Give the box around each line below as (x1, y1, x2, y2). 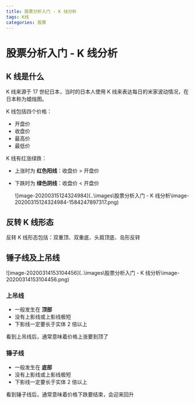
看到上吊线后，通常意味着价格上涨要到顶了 (6, 333, 109, 340)
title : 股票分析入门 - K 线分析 (6, 8, 77, 15)
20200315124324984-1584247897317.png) (14, 199, 119, 206)
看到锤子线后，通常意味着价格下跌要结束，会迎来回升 (6, 391, 134, 398)
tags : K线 (6, 14, 29, 20)
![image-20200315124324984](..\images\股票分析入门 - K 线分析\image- (14, 192, 190, 199)
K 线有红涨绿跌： (6, 155, 47, 162)
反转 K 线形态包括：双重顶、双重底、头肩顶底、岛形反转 (6, 234, 141, 241)
